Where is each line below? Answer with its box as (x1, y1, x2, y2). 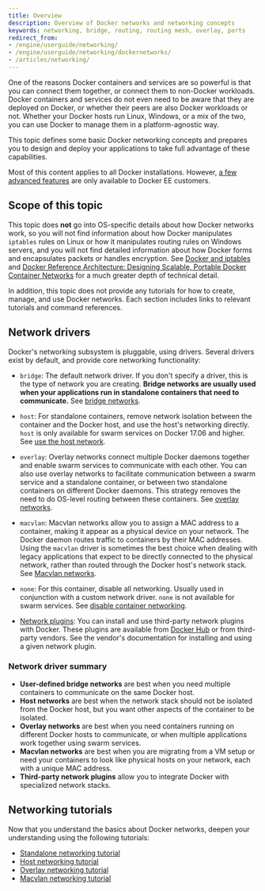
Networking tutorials (8, 803, 113, 817)
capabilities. (8, 152, 47, 161)
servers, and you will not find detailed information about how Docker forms (8, 245, 253, 255)
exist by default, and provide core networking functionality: (8, 355, 201, 365)
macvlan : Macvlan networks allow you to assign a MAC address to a (19, 517, 240, 528)
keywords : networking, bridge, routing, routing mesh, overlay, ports (8, 26, 246, 34)
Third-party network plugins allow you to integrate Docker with (19, 771, 229, 782)
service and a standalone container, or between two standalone (19, 477, 228, 486)
